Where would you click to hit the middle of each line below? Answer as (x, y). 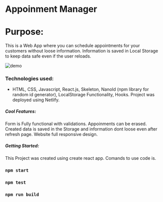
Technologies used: (29, 79)
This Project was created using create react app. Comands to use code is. (81, 158)
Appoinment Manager (51, 9)
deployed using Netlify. (36, 100)
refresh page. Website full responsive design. (52, 135)
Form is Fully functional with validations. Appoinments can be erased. (76, 124)
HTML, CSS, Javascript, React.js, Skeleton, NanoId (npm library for (81, 89)
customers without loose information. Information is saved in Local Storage (82, 51)
